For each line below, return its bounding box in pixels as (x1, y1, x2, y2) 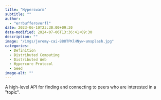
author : (5, 16, 21, 21)
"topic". (5, 89, 20, 95)
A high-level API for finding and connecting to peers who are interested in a (5, 84, 157, 90)
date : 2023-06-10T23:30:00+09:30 (5, 25, 73, 30)
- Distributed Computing (9, 52, 60, 58)
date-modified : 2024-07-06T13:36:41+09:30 (5, 30, 92, 35)
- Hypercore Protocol (9, 61, 54, 66)
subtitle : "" (5, 12, 32, 17)
